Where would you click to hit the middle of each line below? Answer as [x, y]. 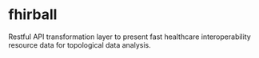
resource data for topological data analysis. [80, 44]
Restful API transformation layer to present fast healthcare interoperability [130, 37]
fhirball [33, 15]
